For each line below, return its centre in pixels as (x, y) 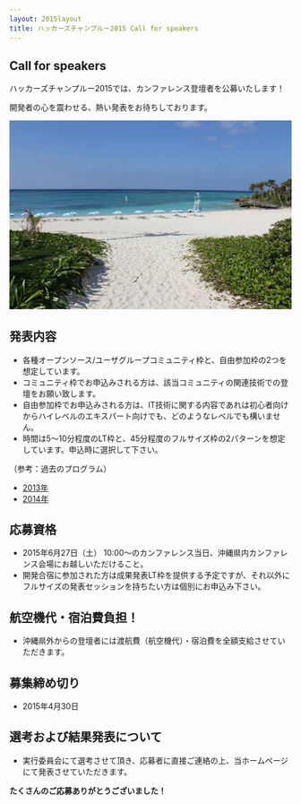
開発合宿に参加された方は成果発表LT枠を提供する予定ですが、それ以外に (156, 575)
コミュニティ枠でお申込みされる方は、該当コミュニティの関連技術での (151, 382)
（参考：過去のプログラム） (60, 468)
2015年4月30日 (50, 706)
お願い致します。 (69, 393)
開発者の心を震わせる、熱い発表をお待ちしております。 (111, 108)
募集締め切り (45, 683)
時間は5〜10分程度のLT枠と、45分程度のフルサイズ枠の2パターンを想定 (154, 438)
